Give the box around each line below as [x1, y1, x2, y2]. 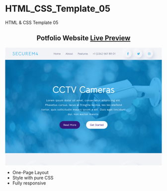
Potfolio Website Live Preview [36, 34, 131, 42]
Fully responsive [12, 180, 46, 186]
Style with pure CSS [12, 175, 54, 181]
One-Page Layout [12, 169, 49, 175]
